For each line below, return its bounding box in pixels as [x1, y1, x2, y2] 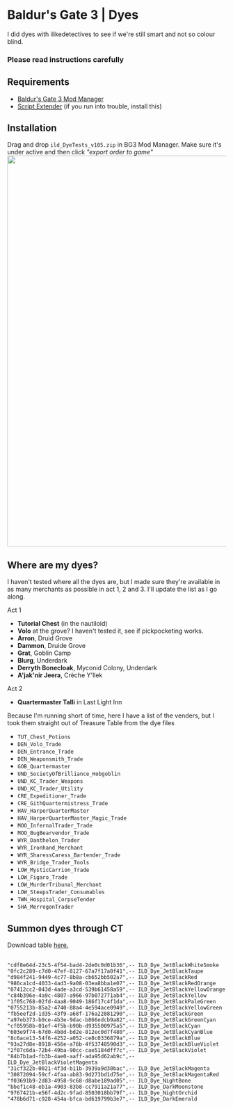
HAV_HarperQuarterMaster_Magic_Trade [17, 815, 127, 822]
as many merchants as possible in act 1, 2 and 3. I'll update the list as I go [7, 585, 218, 594]
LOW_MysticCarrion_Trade [17, 866, 90, 874]
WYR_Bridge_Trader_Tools [17, 859, 90, 866]
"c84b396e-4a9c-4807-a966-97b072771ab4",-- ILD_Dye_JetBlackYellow [7, 992, 207, 999]
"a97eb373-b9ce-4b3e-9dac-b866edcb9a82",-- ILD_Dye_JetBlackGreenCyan [7, 1017, 216, 1023]
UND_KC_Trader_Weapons [17, 778, 83, 785]
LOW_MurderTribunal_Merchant [17, 882, 102, 889]
